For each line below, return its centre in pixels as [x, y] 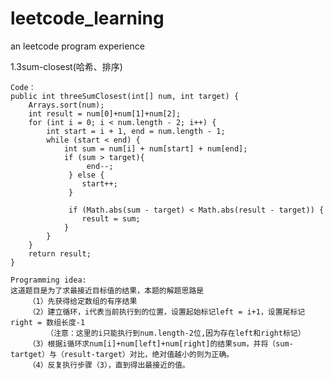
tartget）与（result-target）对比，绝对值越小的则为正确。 [122, 354]
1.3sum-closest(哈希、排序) [66, 66]
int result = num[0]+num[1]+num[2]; [105, 113]
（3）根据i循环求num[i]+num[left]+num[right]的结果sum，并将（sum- [161, 343]
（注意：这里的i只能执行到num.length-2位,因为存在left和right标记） [176, 333]
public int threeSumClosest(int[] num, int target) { [125, 96]
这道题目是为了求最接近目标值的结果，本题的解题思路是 [107, 290]
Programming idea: [48, 280]
